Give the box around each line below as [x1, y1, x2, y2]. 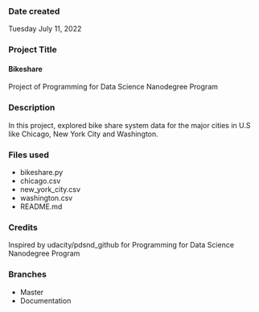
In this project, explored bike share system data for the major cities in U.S [8, 120, 251, 130]
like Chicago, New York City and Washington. [8, 129, 158, 139]
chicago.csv [19, 176, 61, 186]
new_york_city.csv [19, 185, 81, 194]
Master [19, 287, 44, 297]
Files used [8, 149, 50, 160]
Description [8, 102, 55, 114]
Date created [8, 6, 60, 17]
